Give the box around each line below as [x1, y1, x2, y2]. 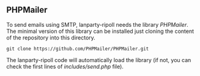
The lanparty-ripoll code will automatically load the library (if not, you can [6, 56, 191, 63]
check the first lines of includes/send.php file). [6, 63, 124, 70]
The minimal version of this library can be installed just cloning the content [6, 27, 194, 35]
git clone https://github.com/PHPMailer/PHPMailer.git [6, 46, 149, 52]
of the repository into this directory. [6, 33, 96, 41]
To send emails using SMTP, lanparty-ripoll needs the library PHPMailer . [6, 21, 188, 28]
